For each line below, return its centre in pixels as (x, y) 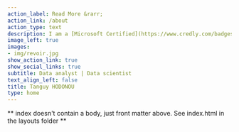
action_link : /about (38, 21)
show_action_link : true (43, 60)
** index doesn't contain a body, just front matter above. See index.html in (116, 114)
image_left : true (33, 40)
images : (19, 47)
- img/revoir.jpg (33, 54)
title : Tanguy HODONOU (41, 87)
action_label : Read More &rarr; (55, 14)
